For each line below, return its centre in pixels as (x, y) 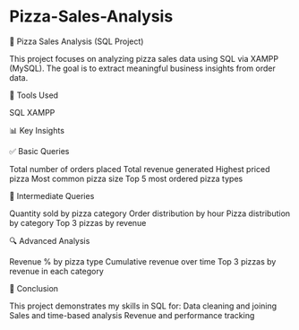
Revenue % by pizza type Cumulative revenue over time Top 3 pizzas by (143, 261)
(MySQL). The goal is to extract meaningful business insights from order (142, 68)
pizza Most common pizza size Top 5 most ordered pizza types (126, 178)
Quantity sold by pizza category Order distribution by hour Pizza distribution (150, 213)
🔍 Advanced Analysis (50, 240)
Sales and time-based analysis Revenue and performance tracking (132, 315)
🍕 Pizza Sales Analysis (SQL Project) (77, 41)
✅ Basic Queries (39, 151)
